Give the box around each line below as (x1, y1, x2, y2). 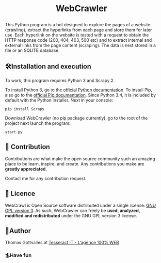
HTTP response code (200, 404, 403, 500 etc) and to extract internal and (5, 37, 152, 43)
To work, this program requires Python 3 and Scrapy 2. (5, 78, 115, 83)
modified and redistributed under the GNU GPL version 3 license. (5, 213, 137, 218)
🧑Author (5, 227, 31, 235)
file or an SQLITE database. (5, 48, 60, 53)
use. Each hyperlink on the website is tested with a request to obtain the (5, 32, 149, 38)
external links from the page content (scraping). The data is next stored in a (5, 42, 156, 49)
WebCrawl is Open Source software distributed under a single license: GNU (5, 202, 156, 208)
